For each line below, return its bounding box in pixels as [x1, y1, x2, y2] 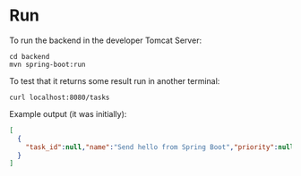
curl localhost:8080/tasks [9, 93, 110, 102]
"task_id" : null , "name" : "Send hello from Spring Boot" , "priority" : [25, 142, 279, 152]
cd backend [9, 52, 50, 61]
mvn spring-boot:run [9, 60, 87, 69]
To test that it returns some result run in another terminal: [9, 75, 220, 86]
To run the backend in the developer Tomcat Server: [9, 35, 202, 46]
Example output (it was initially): [9, 108, 127, 119]
